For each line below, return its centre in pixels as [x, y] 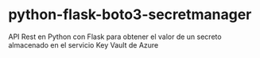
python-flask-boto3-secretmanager [130, 15]
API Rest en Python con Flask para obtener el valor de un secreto [115, 37]
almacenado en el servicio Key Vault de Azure [83, 44]
